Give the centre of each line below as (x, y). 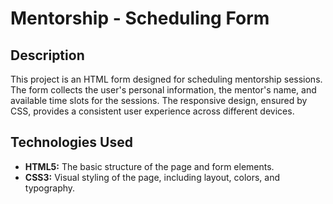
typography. (50, 188)
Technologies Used (71, 142)
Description (47, 55)
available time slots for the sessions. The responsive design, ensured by (159, 100)
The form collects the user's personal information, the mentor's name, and (163, 90)
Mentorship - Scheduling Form (140, 18)
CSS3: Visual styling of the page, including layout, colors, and (152, 177)
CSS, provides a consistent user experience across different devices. (152, 111)
